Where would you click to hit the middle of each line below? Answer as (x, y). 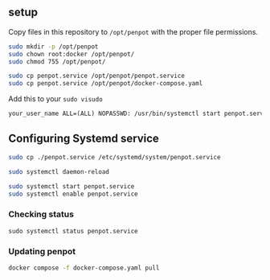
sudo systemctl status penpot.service (73, 231)
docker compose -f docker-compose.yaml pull (84, 268)
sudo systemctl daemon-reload (59, 171)
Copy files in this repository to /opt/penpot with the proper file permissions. (133, 31)
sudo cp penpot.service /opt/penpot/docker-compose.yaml (106, 84)
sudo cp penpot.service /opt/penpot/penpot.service (96, 76)
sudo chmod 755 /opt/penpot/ (57, 62)
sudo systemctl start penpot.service (72, 186)
